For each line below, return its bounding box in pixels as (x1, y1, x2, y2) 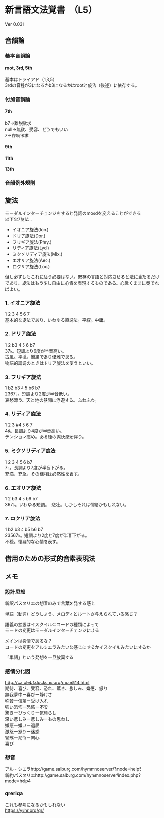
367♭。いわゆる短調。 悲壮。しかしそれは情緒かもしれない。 (5, 501, 129, 507)
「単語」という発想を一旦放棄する (5, 654, 74, 660)
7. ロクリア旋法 (5, 515, 41, 522)
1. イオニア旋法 (5, 300, 41, 307)
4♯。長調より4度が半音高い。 (5, 428, 65, 434)
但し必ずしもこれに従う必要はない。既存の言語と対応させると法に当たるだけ (5, 274, 160, 280)
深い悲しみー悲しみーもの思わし (5, 716, 70, 722)
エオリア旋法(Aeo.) (12, 257, 51, 263)
